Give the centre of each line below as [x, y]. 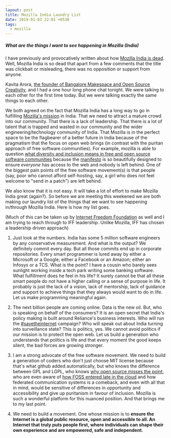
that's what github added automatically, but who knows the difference [86, 366]
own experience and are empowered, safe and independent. [78, 430]
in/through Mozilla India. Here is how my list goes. [58, 207]
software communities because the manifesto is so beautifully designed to [83, 159]
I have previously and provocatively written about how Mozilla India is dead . [85, 58]
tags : [11, 24]
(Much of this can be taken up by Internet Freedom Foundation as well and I [85, 217]
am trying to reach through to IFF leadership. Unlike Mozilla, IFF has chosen [85, 223]
